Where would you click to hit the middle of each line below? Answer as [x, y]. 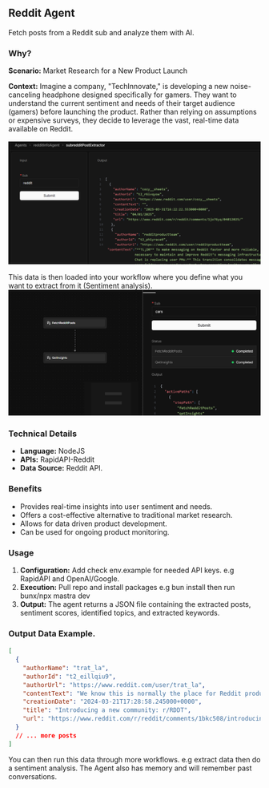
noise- [241, 87]
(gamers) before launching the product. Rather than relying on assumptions [133, 112]
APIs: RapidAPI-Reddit [57, 459]
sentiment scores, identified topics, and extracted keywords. [120, 612]
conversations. [33, 776]
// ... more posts [46, 735]
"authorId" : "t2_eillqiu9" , [69, 677]
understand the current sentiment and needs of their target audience [122, 103]
